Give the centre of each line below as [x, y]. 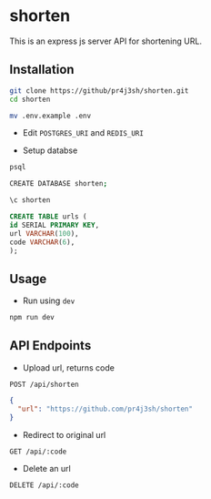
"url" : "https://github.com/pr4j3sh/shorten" [105, 409]
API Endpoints [50, 346]
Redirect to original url [64, 434]
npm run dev [32, 318]
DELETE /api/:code [44, 485]
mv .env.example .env [50, 116]
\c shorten [30, 200]
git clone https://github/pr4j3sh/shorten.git [99, 91]
